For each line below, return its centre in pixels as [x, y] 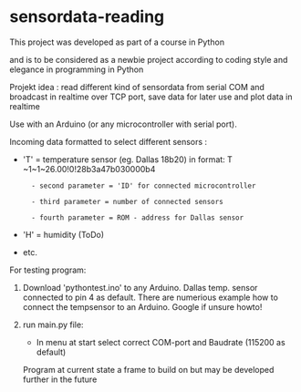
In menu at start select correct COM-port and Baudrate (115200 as [161, 342]
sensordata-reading [87, 17]
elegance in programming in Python [77, 69]
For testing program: [48, 270]
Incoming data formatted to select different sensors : [109, 141]
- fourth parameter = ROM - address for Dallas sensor [138, 217]
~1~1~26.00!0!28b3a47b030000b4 [89, 169]
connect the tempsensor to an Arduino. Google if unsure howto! [142, 306]
